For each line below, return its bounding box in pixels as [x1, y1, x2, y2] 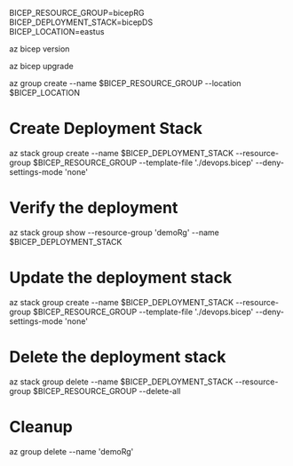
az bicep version [9, 43, 70, 54]
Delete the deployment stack [9, 347, 226, 367]
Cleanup [9, 416, 74, 437]
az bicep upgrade [9, 61, 74, 71]
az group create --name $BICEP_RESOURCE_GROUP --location [9, 78, 242, 88]
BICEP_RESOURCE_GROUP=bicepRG [9, 8, 145, 18]
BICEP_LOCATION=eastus [9, 27, 105, 36]
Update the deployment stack [9, 268, 233, 288]
